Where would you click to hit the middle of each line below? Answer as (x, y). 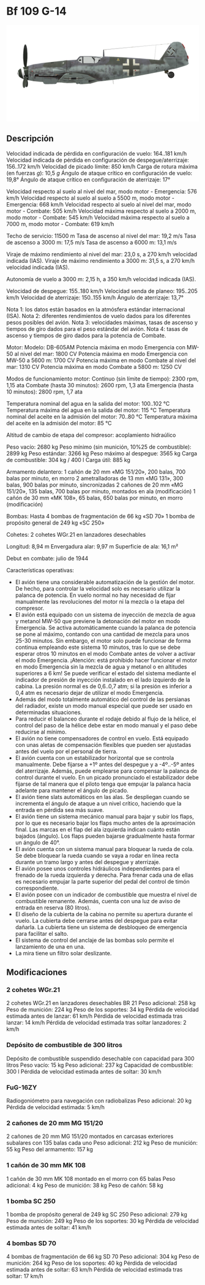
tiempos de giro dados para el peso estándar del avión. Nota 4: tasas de (97, 328)
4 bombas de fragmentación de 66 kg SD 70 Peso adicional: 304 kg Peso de (103, 1257)
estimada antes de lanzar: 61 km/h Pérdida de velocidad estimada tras (95, 1016)
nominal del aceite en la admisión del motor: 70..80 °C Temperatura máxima (102, 416)
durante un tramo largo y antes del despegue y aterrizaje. (88, 862)
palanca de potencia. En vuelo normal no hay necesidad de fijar (95, 595)
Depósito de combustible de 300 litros (64, 1045)
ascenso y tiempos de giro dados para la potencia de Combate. (86, 335)
